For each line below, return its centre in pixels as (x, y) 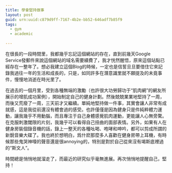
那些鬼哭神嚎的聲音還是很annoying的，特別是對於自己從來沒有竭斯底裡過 (87, 141)
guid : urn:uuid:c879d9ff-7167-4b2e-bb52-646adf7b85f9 (64, 19)
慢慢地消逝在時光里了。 (39, 79)
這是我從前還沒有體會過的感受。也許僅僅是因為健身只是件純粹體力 (88, 109)
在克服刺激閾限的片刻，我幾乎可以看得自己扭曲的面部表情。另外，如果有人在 (86, 122)
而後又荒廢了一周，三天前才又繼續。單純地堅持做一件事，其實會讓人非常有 (84, 103)
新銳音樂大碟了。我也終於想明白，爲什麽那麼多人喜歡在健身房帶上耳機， (81, 135)
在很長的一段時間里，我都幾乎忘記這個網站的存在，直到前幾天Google (78, 54)
